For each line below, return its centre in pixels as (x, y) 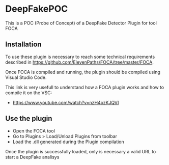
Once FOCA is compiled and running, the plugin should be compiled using (83, 72)
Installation (23, 45)
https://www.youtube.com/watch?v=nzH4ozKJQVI (66, 102)
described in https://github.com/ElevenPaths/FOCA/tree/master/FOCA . (80, 62)
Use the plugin (29, 118)
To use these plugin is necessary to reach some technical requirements (80, 57)
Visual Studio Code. (26, 77)
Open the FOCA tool (34, 131)
